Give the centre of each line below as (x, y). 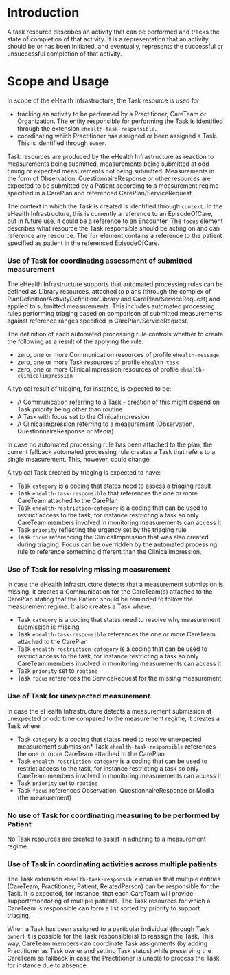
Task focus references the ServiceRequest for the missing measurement (119, 678)
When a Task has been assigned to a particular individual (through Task (108, 929)
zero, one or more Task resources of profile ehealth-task (98, 362)
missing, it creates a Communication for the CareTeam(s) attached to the (110, 592)
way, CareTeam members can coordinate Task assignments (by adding (107, 943)
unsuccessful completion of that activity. (65, 54)
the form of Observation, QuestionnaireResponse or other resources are (109, 178)
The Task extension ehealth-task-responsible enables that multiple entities (114, 879)
